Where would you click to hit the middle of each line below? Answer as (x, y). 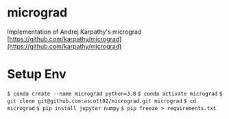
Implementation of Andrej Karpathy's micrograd (74, 32)
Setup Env (37, 74)
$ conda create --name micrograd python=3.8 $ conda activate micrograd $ (115, 94)
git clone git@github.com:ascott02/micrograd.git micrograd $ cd (102, 101)
